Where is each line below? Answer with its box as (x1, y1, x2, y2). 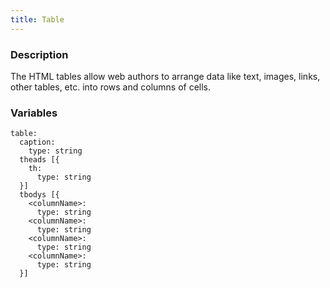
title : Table (10, 14, 65, 25)
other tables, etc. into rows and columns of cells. (10, 81, 212, 93)
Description (10, 47, 69, 61)
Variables (10, 106, 58, 120)
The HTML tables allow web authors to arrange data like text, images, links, (10, 70, 321, 82)
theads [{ (19, 155, 60, 165)
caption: (19, 137, 56, 148)
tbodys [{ (19, 190, 60, 200)
